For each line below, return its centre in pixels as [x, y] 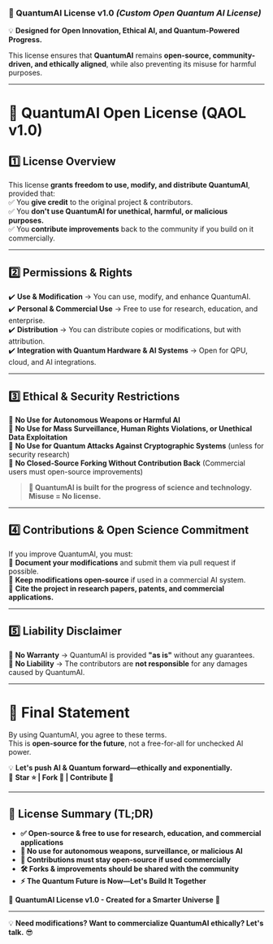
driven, [21, 64]
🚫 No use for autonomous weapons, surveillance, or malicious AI [132, 851]
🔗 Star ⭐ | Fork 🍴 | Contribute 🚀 [61, 777]
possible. [24, 571]
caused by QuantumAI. [47, 672]
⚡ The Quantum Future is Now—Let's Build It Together [113, 881]
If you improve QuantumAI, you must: [71, 554]
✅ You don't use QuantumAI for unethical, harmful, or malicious [118, 211]
